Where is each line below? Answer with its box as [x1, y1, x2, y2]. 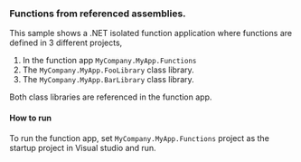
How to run [9, 112, 52, 123]
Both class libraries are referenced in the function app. [9, 91, 212, 102]
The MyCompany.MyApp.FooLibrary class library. [22, 64, 194, 75]
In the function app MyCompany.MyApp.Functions [22, 55, 197, 66]
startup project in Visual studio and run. [9, 142, 156, 153]
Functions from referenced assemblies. [9, 7, 187, 20]
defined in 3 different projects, [9, 37, 123, 48]
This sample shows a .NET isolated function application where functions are [9, 28, 292, 39]
